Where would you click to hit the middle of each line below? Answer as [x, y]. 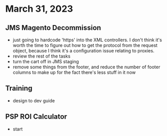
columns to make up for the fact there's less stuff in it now [74, 72]
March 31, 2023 [39, 9]
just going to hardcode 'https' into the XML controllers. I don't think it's [87, 40]
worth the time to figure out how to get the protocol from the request [85, 45]
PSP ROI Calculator [36, 117]
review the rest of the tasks [41, 56]
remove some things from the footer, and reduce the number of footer [86, 67]
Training [19, 88]
